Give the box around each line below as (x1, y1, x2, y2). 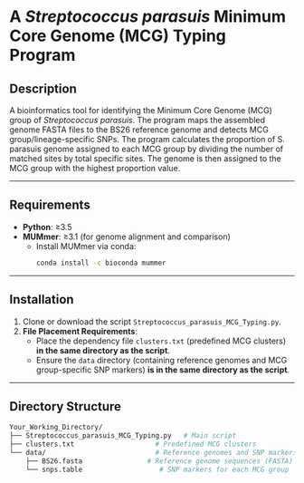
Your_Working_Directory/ (9, 423, 103, 432)
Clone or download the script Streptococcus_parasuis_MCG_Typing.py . (22, 315, 282, 327)
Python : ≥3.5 (22, 221, 72, 232)
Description (9, 81, 77, 96)
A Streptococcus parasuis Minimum (9, 6, 287, 27)
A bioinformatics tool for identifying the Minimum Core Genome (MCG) (9, 105, 273, 115)
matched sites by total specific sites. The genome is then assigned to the (9, 153, 282, 164)
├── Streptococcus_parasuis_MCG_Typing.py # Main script (9, 431, 237, 440)
